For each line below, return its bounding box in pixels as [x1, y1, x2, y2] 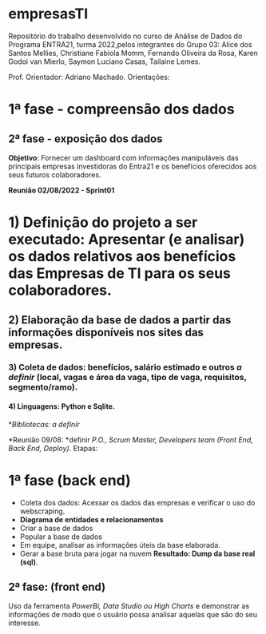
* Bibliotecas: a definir [8, 419, 80, 429]
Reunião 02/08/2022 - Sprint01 [8, 185, 115, 195]
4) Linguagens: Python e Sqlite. [8, 402, 116, 411]
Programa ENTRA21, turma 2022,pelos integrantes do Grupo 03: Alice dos [8, 39, 253, 49]
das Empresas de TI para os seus [8, 264, 232, 283]
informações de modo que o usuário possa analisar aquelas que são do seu [8, 610, 258, 620]
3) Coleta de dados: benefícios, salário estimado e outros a [8, 362, 242, 373]
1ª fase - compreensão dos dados [8, 101, 235, 118]
